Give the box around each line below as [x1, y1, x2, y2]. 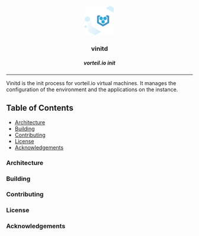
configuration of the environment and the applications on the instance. [6, 86, 178, 93]
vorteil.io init [84, 59, 115, 66]
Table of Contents [6, 103, 74, 113]
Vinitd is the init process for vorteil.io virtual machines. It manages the [6, 79, 176, 86]
